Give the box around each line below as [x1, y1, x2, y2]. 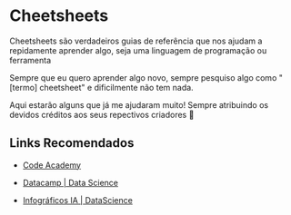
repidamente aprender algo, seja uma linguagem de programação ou [9, 44, 267, 55]
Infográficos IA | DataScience [22, 194, 134, 205]
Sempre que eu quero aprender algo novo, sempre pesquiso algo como [9, 72, 277, 83]
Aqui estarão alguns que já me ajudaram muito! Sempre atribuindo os [9, 99, 269, 110]
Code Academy [22, 160, 82, 171]
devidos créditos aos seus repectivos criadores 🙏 [9, 109, 195, 120]
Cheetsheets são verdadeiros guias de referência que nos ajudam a [9, 35, 263, 46]
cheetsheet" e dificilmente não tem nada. [39, 82, 194, 93]
